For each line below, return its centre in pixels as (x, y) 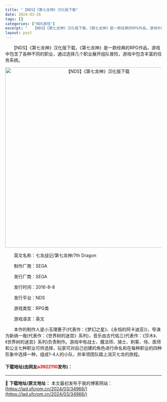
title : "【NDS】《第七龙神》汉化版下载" (42, 10)
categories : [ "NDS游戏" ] (30, 24)
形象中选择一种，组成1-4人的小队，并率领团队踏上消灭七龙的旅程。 (74, 354)
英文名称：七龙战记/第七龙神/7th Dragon (55, 255)
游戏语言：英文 (29, 319)
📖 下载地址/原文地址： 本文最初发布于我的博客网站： (59, 383)
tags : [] (14, 19)
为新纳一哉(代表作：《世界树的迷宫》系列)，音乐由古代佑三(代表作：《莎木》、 (83, 336)
